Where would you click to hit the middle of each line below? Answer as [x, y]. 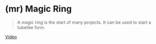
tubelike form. [31, 27]
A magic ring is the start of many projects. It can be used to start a [84, 22]
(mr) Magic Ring [39, 9]
